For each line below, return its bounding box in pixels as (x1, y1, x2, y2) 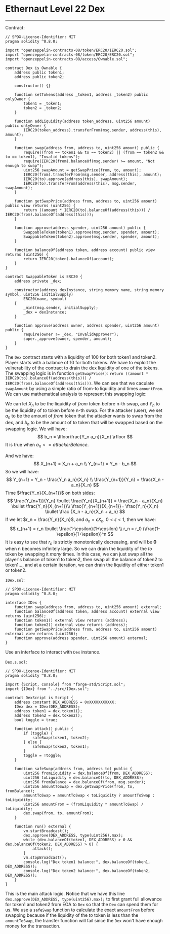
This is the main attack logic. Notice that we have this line (5, 890, 125, 896)
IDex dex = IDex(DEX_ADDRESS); (14, 704, 80, 709)
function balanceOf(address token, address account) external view (14, 609, 159, 614)
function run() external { (14, 824, 71, 829)
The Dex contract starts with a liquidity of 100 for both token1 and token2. (5, 354, 157, 360)
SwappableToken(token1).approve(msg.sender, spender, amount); (23, 229, 159, 235)
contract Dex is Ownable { (5, 65, 62, 71)
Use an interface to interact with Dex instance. (5, 649, 101, 655)
